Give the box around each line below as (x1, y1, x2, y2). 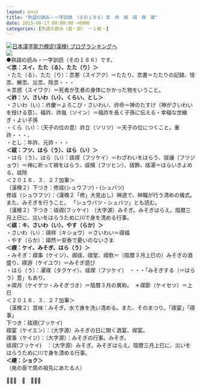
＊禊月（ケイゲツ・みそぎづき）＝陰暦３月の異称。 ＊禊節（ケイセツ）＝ (6, 282, 188, 289)
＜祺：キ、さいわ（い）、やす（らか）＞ (6, 222, 104, 229)
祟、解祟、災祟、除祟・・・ (6, 79, 75, 86)
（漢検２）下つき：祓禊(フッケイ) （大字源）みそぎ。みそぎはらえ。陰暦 (6, 207, 186, 214)
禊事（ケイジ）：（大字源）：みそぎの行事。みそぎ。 (6, 334, 130, 341)
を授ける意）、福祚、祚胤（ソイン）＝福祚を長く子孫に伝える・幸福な (6, 109, 177, 116)
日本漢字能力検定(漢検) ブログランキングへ (12, 43, 118, 50)
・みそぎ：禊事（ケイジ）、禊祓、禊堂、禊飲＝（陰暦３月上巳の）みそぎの (6, 252, 188, 259)
